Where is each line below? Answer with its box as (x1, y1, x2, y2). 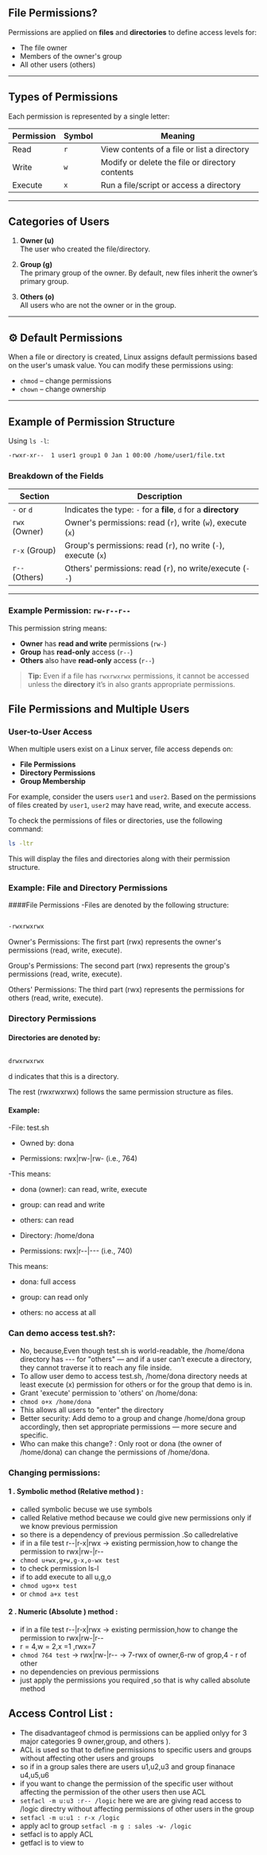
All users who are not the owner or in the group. (19, 301, 177, 310)
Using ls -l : (8, 437, 49, 446)
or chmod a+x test (19, 1589, 79, 1598)
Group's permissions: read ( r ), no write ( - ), (64, 540, 225, 551)
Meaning (161, 130, 195, 142)
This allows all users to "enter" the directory (19, 1405, 164, 1415)
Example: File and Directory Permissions (8, 883, 168, 894)
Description (137, 491, 183, 502)
